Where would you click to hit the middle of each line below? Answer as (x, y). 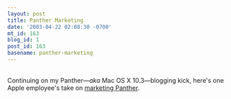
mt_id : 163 (23, 33)
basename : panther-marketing (50, 53)
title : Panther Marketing (45, 20)
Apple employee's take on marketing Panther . (73, 88)
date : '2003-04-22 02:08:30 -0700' (60, 27)
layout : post (26, 14)
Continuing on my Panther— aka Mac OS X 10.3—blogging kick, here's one (116, 80)
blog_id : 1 (23, 40)
